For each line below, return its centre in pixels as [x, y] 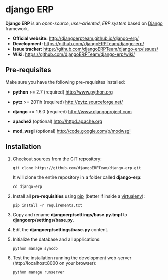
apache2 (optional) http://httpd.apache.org [57, 121]
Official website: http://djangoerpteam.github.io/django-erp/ [76, 38]
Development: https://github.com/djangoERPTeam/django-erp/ [78, 43]
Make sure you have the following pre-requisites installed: [65, 82]
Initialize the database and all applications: [56, 239]
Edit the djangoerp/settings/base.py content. [60, 229]
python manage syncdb [35, 248]
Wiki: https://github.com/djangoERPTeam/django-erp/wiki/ [74, 54]
